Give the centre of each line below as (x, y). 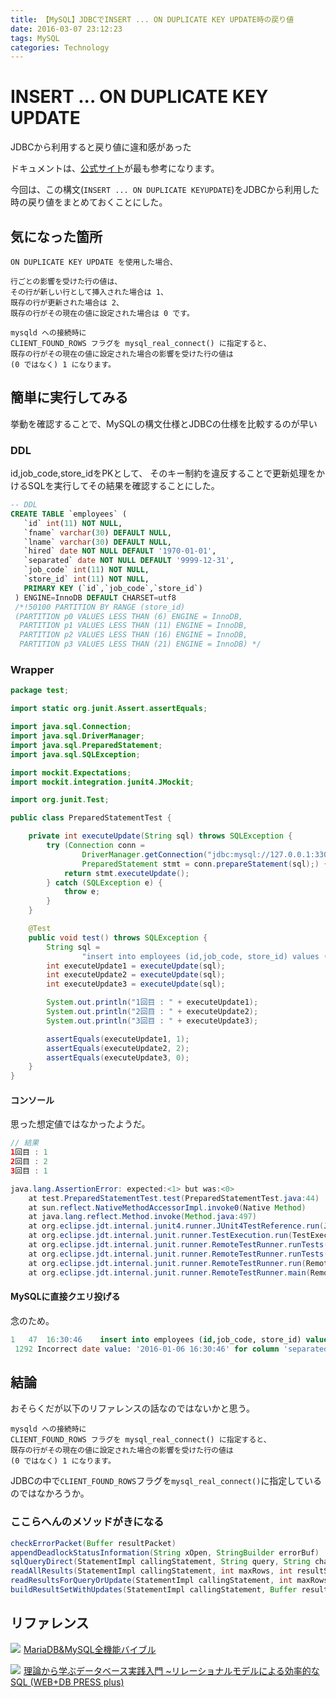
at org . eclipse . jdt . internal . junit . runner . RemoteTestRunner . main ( (169, 1272)
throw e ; (82, 892)
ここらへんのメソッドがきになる (87, 1522)
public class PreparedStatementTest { (91, 818)
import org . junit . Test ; (60, 800)
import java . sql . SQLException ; (75, 754)
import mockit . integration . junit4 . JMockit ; (102, 782)
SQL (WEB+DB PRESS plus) (67, 1682)
